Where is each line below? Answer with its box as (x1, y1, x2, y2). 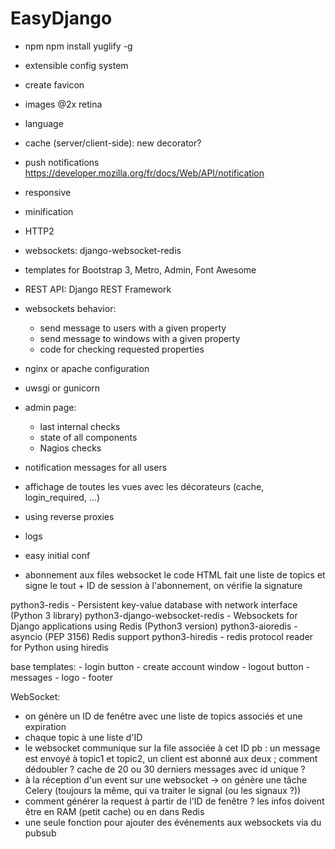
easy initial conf (24, 549, 91, 561)
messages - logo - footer (10, 671, 114, 683)
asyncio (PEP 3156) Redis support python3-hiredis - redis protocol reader (10, 630, 314, 642)
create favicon (24, 78, 85, 91)
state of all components (39, 431, 138, 443)
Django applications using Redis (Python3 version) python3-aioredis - (10, 620, 298, 632)
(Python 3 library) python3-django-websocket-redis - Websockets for (10, 609, 298, 621)
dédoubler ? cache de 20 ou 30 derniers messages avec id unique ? (24, 763, 306, 775)
